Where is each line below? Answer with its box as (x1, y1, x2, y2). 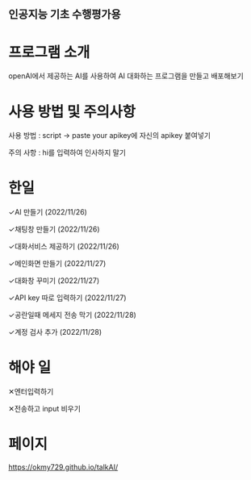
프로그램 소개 (8, 43, 90, 61)
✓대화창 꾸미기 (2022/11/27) (8, 276, 100, 286)
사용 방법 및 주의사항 (8, 102, 136, 121)
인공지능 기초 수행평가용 (8, 7, 121, 22)
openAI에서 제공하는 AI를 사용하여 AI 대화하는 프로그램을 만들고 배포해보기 (8, 71, 244, 81)
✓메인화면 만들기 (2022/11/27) (8, 259, 107, 269)
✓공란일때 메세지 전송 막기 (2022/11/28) (8, 310, 137, 320)
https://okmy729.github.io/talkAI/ (8, 462, 119, 472)
